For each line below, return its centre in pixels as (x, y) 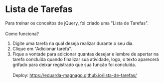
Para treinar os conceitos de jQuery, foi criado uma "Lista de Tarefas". (77, 23)
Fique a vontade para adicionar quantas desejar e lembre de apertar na (85, 54)
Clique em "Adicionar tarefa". (42, 48)
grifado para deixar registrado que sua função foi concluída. (74, 64)
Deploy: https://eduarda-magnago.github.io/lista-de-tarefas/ (75, 75)
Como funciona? (22, 33)
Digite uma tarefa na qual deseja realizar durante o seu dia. (73, 43)
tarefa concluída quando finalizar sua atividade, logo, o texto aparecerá (86, 59)
